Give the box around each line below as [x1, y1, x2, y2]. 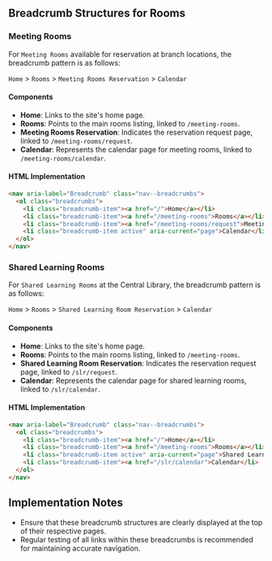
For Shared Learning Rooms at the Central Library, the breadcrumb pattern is [8, 280, 261, 290]
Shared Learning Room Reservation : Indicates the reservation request [19, 358, 257, 368]
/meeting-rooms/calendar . [19, 153, 107, 163]
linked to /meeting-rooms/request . [19, 135, 134, 145]
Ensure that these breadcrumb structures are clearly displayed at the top [19, 517, 263, 527]
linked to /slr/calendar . [19, 384, 100, 394]
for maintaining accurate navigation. [19, 543, 141, 553]
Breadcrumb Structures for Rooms [8, 6, 186, 20]
